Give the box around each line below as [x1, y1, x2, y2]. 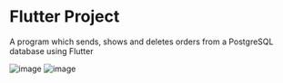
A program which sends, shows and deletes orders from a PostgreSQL [9, 36, 274, 47]
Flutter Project [9, 6, 120, 27]
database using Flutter [9, 45, 94, 56]
